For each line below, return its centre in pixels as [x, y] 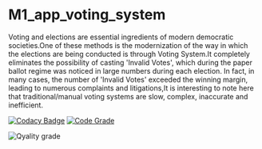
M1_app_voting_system [87, 15]
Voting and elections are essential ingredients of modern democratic [121, 37]
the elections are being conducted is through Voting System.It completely [129, 54]
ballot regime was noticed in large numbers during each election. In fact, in [131, 70]
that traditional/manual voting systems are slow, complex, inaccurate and [128, 96]
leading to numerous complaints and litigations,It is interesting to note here [131, 88]
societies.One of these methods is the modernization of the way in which [128, 45]
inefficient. [26, 105]
